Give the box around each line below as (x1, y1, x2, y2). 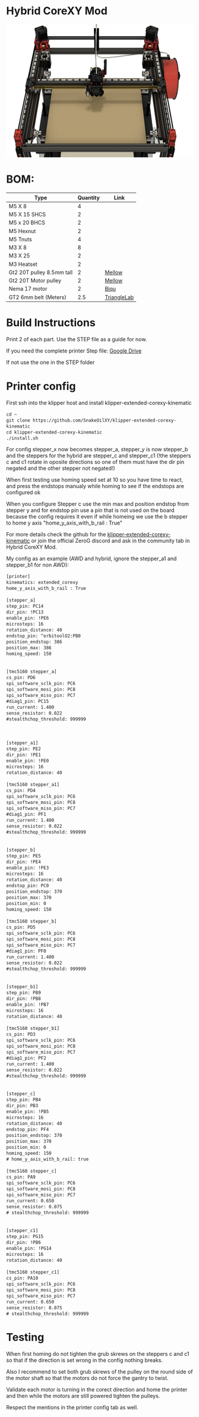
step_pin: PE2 (6, 746, 42, 752)
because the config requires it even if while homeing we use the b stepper (6, 513, 188, 520)
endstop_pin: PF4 (6, 1126, 49, 1132)
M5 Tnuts (8, 235, 33, 243)
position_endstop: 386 (6, 639, 62, 645)
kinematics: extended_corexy (6, 579, 78, 585)
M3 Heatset (8, 260, 37, 268)
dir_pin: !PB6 (6, 1239, 42, 1245)
